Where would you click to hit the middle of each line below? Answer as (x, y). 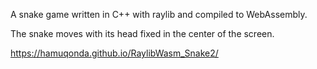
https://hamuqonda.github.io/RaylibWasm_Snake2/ (114, 53)
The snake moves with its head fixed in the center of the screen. (142, 33)
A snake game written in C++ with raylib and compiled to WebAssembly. (159, 14)
